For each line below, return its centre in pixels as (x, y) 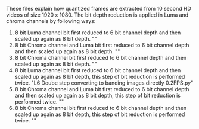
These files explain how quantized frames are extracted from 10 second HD (99, 9)
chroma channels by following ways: (51, 21)
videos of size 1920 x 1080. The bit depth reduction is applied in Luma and (97, 15)
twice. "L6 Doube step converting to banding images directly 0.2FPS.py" (104, 83)
